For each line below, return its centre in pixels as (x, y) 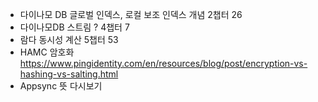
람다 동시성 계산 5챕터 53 (69, 39)
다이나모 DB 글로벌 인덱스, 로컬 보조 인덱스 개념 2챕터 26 (131, 14)
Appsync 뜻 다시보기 (61, 86)
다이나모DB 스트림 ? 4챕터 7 (74, 27)
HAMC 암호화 (47, 52)
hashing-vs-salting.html (69, 74)
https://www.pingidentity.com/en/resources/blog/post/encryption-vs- (163, 63)
